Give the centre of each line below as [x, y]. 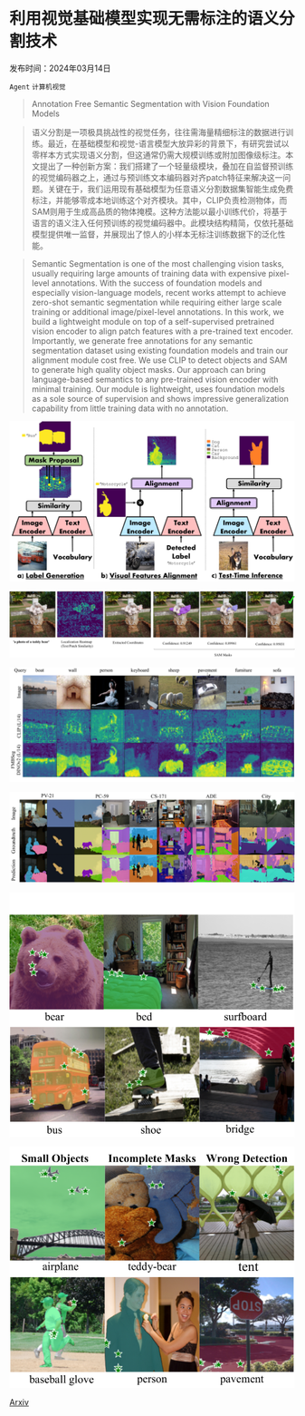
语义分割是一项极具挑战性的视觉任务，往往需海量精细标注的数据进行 [158, 132]
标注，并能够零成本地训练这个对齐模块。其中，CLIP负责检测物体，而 [159, 200]
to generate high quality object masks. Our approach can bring [148, 369]
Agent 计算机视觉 [38, 87]
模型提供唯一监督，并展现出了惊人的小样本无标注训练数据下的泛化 [154, 234]
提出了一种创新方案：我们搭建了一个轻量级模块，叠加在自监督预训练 [167, 166]
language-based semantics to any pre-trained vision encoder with [155, 379]
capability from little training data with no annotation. [130, 408]
